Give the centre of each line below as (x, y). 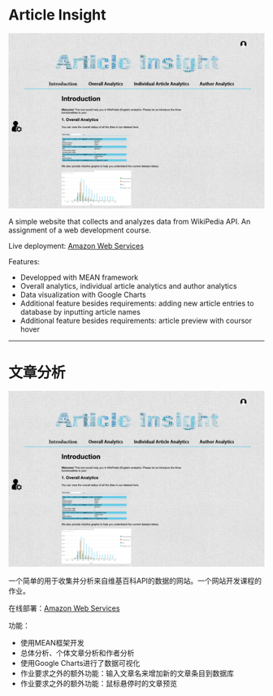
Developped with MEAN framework (79, 277)
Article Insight (58, 15)
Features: (24, 262)
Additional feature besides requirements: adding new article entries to (137, 303)
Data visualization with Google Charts (83, 295)
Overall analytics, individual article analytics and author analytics (128, 286)
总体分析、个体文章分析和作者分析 (77, 653)
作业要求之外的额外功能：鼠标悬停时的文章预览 (98, 683)
